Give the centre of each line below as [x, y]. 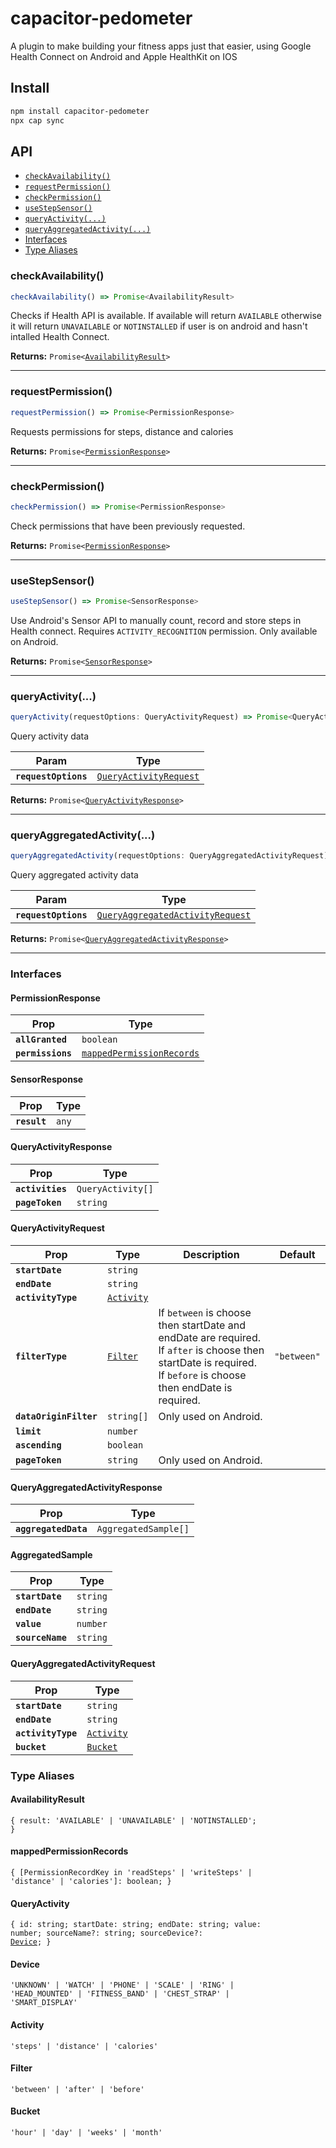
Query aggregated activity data [74, 875]
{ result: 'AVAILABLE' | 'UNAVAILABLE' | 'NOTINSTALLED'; [133, 1820]
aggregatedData [51, 1529]
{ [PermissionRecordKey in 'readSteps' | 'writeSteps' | [131, 1873]
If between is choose [205, 1313]
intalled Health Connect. [60, 337]
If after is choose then [211, 1350]
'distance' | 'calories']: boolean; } [91, 1882]
